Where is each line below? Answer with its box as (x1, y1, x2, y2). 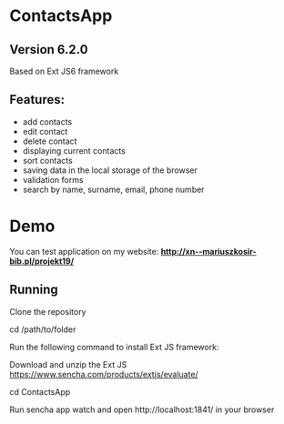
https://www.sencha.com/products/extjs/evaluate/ (9, 368, 198, 379)
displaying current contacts (22, 145, 126, 156)
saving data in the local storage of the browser (22, 165, 198, 176)
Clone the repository (9, 306, 86, 317)
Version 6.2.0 (9, 42, 88, 57)
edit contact (22, 126, 68, 136)
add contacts (22, 116, 73, 127)
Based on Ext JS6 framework (9, 66, 119, 76)
